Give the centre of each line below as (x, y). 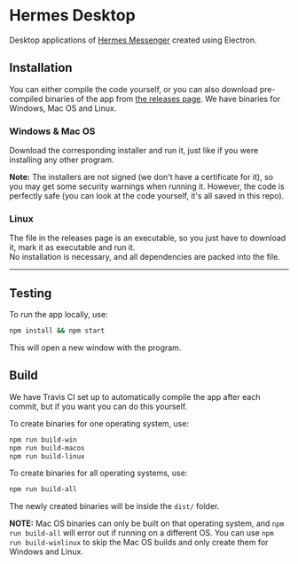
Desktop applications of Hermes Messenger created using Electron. (133, 40)
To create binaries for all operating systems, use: (98, 473)
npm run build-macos (47, 448)
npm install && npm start (57, 331)
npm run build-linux (47, 456)
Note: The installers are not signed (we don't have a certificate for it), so (141, 177)
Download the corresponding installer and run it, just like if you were (134, 151)
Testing (31, 293)
